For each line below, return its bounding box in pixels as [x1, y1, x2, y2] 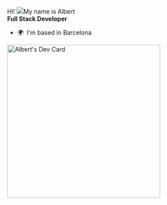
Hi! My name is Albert [7, 8, 76, 15]
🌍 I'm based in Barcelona [16, 28, 92, 36]
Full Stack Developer [7, 14, 67, 23]
